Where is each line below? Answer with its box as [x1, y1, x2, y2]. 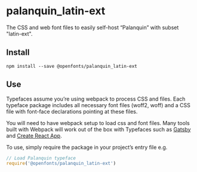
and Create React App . [6, 132, 62, 139]
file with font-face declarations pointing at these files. [6, 108, 138, 115]
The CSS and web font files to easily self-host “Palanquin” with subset [6, 24, 179, 31]
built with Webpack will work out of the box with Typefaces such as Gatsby [6, 126, 191, 133]
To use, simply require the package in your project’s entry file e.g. [6, 143, 168, 151]
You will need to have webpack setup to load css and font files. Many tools [6, 119, 190, 126]
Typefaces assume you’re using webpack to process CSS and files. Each [6, 95, 186, 102]
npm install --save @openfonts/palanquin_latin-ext [6, 63, 137, 69]
